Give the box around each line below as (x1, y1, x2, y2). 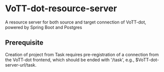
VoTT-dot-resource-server (5, 3, 117, 14)
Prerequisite (5, 39, 44, 47)
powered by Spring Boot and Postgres (5, 24, 82, 30)
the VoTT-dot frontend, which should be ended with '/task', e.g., (5, 57, 135, 63)
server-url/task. (5, 62, 37, 68)
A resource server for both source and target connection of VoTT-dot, (5, 19, 146, 25)
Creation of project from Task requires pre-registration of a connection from (5, 51, 159, 57)
